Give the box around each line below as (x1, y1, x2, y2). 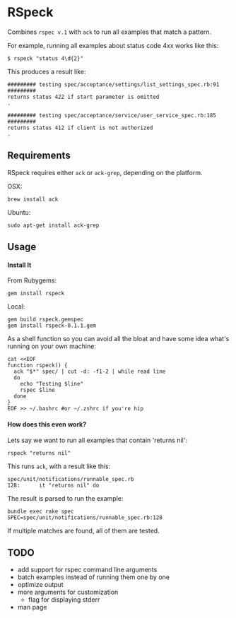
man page (17, 603, 47, 612)
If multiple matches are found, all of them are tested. (7, 526, 160, 535)
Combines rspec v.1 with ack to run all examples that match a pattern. (7, 28, 212, 36)
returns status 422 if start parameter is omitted (7, 93, 160, 100)
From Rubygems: (7, 276, 57, 285)
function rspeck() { (7, 362, 69, 369)
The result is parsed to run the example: (7, 494, 124, 502)
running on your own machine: (7, 342, 97, 350)
